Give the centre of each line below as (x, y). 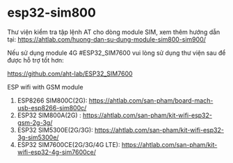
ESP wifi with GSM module (45, 87)
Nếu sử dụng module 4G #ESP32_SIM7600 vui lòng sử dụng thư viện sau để (116, 53)
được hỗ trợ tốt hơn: (35, 60)
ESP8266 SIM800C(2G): (52, 100)
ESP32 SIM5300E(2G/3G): (55, 130)
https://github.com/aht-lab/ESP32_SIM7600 (70, 74)
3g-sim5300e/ (38, 137)
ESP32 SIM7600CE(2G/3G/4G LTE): (69, 144)
